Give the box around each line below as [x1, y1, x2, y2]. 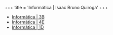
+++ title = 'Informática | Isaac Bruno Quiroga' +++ [4, 5, 108, 10]
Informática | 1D [11, 24, 44, 30]
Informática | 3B [11, 14, 45, 19]
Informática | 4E [11, 19, 45, 25]
